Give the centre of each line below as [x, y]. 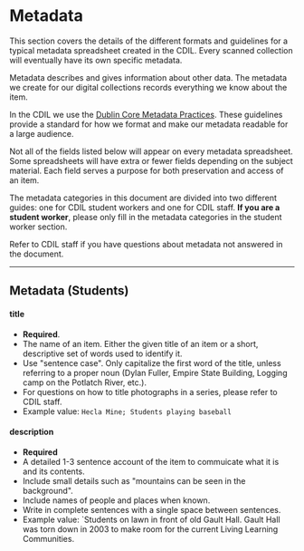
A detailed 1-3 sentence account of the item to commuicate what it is [151, 461]
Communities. [48, 538]
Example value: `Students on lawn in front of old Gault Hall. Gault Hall [151, 519]
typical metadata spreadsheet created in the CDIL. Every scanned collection [151, 50]
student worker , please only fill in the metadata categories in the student [146, 217]
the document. [37, 254]
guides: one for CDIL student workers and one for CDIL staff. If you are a [145, 207]
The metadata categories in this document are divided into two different [143, 198]
